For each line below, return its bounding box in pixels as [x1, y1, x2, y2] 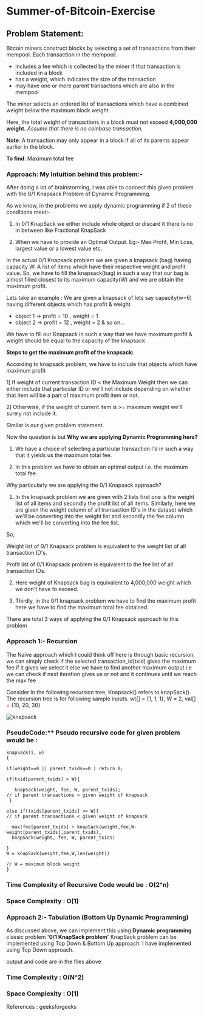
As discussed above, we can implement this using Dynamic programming [6, 927, 192, 934]
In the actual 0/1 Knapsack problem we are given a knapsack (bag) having [6, 257, 191, 264]
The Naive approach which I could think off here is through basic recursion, [6, 651, 195, 658]
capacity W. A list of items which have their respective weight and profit [6, 263, 186, 271]
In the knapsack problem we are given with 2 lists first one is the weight [15, 493, 195, 501]
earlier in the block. [6, 143, 55, 150]
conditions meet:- [6, 208, 51, 216]
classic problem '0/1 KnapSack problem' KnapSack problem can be [6, 933, 177, 941]
